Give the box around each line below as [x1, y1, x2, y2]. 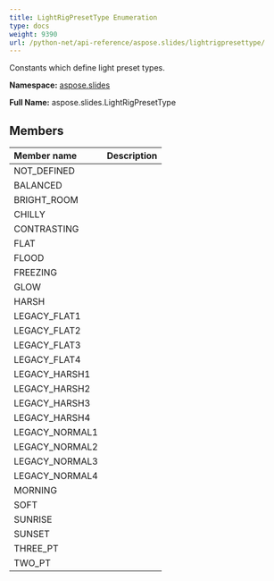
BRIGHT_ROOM [13, 194, 79, 206]
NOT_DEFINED [13, 164, 76, 177]
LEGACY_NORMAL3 [13, 455, 98, 467]
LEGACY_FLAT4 [13, 354, 81, 366]
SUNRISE [13, 513, 53, 526]
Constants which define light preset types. [9, 63, 165, 73]
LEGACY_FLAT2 [13, 324, 81, 337]
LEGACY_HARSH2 [13, 383, 91, 395]
